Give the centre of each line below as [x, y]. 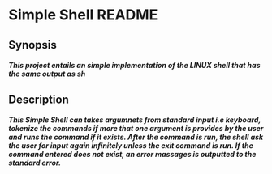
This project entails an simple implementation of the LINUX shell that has [134, 66]
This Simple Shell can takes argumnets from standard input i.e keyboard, [135, 120]
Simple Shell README [83, 15]
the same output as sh [47, 74]
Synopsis [32, 45]
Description [39, 99]
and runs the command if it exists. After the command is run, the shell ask [136, 137]
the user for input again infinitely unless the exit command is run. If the [131, 146]
